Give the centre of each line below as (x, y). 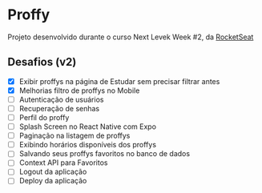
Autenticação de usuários (61, 99)
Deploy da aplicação (53, 181)
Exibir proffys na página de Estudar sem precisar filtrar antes (119, 81)
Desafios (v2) (42, 62)
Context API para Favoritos (63, 163)
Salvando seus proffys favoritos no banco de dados (104, 154)
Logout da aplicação (53, 172)
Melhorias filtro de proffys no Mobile (79, 90)
